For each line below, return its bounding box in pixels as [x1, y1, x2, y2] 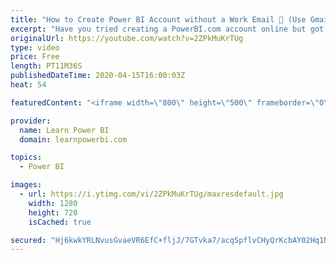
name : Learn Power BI [19, 125, 110, 135]
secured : [10, 235, 47, 245]
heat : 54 [10, 80, 47, 90]
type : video [10, 42, 60, 53]
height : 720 [28, 207, 78, 218]
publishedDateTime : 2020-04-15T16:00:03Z [10, 71, 186, 81]
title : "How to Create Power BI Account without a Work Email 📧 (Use [10, 14, 307, 25]
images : [10, 180, 43, 190]
